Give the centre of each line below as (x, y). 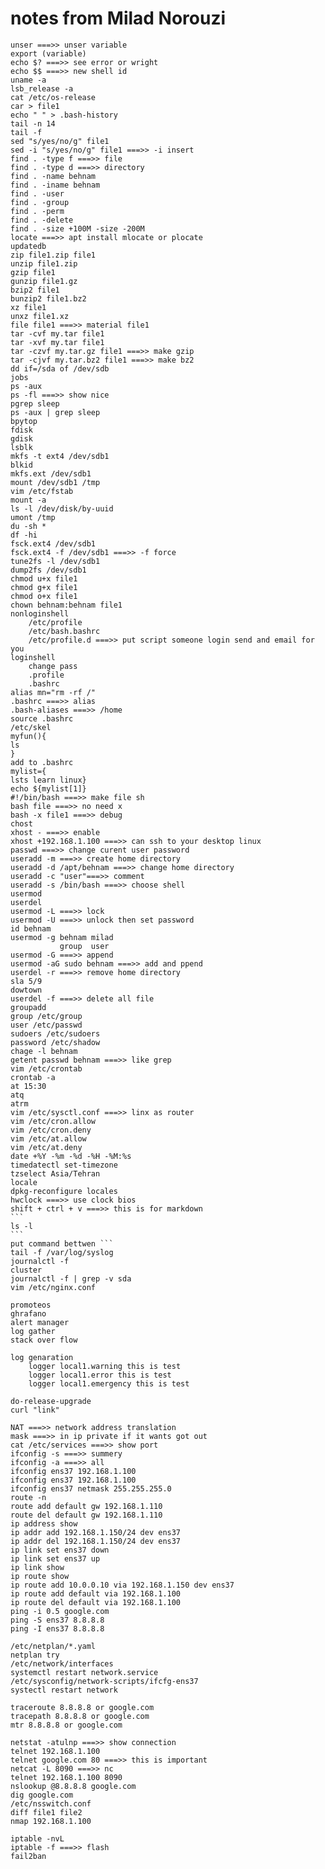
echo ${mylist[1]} (48, 788)
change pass (53, 666)
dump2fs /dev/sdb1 (48, 570)
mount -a (28, 500)
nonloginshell (40, 613)
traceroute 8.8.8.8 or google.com (82, 1707)
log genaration (42, 1357)
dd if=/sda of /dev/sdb (60, 368)
